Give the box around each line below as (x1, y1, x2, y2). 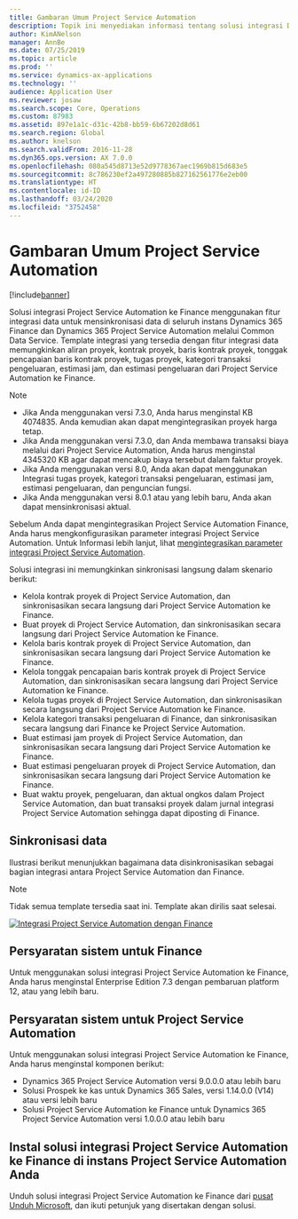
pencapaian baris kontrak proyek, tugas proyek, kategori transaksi (9, 353, 251, 364)
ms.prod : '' (9, 63, 53, 72)
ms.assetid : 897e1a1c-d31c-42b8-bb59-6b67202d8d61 (9, 121, 200, 130)
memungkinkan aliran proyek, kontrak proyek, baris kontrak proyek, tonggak (9, 344, 288, 355)
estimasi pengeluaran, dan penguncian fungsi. (21, 482, 192, 493)
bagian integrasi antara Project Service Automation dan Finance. (9, 867, 245, 877)
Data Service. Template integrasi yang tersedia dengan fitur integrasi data (9, 335, 279, 345)
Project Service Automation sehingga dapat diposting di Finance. (21, 807, 260, 818)
